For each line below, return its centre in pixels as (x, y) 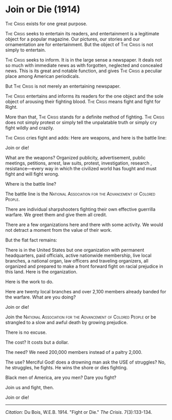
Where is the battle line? (31, 184)
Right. (12, 107)
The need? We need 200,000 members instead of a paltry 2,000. (74, 352)
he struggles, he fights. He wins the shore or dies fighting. (67, 367)
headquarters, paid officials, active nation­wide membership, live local (79, 255)
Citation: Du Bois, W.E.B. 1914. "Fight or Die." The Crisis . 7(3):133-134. (79, 412)
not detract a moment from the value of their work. (59, 230)
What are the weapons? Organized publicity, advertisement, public (76, 157)
